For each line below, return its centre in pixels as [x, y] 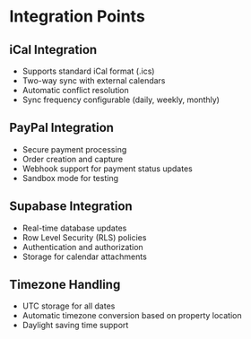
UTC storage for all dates [69, 306]
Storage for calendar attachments [85, 256]
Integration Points [77, 17]
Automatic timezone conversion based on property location [132, 316]
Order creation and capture [73, 159]
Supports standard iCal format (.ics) [88, 71]
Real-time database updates [74, 228]
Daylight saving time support [75, 326]
